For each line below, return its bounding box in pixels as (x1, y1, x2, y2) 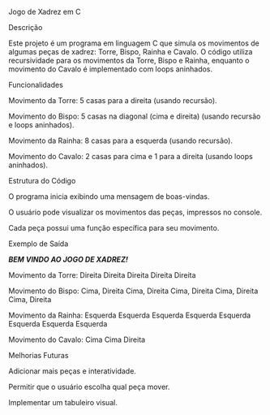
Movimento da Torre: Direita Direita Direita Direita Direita (8, 270, 196, 279)
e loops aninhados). (8, 120, 75, 129)
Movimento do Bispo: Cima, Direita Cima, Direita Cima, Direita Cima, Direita (8, 286, 259, 296)
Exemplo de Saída (8, 239, 69, 249)
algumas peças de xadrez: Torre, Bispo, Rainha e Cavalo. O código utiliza (8, 47, 253, 56)
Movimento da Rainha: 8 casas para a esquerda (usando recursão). (8, 136, 234, 145)
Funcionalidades (8, 80, 63, 89)
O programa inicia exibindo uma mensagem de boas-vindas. (8, 192, 210, 201)
